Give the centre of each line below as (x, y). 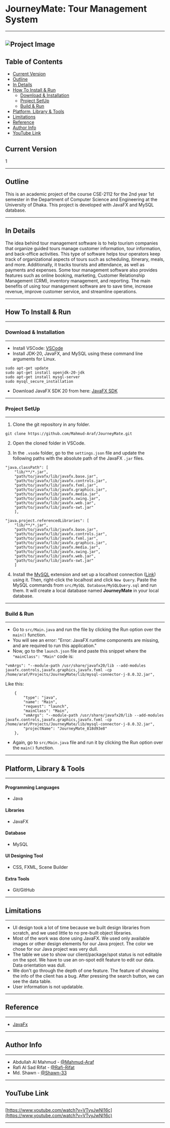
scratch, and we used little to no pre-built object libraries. (72, 933)
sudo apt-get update (27, 368)
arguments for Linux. (34, 359)
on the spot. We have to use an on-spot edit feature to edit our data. (83, 959)
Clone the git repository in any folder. (51, 424)
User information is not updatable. (48, 986)
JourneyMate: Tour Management (76, 9)
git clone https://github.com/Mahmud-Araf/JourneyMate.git (69, 433)
